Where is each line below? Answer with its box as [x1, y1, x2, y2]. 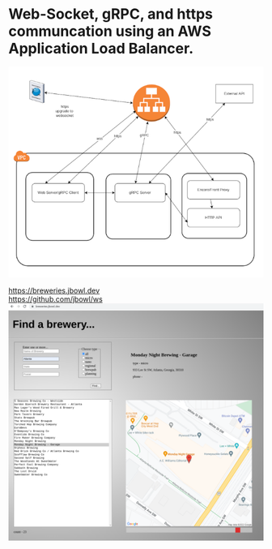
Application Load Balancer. [8, 40, 194, 58]
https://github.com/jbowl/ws [8, 294, 103, 304]
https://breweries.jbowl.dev [8, 285, 100, 295]
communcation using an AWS [8, 22, 212, 41]
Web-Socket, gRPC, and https [8, 5, 213, 24]
